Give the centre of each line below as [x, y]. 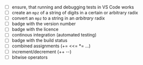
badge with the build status [40, 40]
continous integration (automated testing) [54, 35]
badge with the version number [44, 24]
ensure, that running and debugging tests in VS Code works [73, 7]
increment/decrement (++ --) [42, 52]
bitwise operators [30, 57]
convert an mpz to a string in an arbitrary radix [58, 18]
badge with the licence [35, 30]
